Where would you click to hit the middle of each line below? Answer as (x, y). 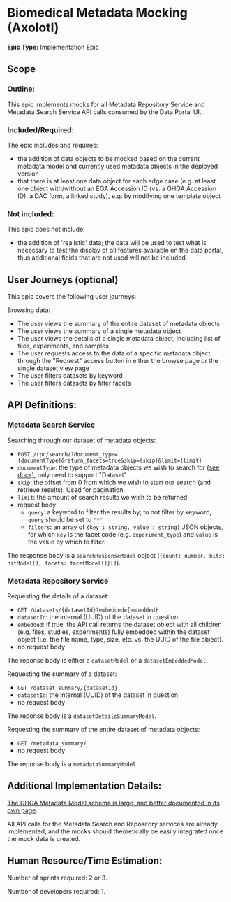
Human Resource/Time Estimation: (85, 861)
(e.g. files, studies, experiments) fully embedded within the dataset (113, 632)
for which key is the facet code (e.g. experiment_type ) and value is (123, 534)
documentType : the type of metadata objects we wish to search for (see (118, 467)
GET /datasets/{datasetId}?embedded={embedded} (88, 610)
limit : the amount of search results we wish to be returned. (103, 497)
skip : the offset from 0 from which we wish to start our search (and (114, 482)
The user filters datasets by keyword (70, 376)
